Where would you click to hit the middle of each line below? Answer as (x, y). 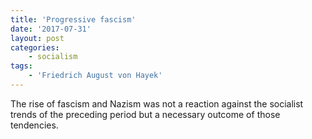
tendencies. (34, 125)
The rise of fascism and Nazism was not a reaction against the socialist (157, 103)
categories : (35, 47)
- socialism (53, 57)
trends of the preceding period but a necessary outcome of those (145, 114)
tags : (21, 66)
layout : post (37, 38)
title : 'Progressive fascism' (73, 19)
